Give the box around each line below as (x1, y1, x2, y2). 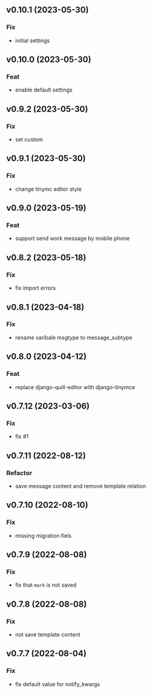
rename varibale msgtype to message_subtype (15, 333, 133, 341)
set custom (15, 136, 44, 143)
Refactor (6, 469, 33, 477)
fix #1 (15, 433, 29, 440)
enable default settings (15, 86, 73, 93)
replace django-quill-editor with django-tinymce (15, 383, 135, 390)
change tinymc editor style (15, 185, 82, 193)
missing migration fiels (15, 532, 71, 539)
